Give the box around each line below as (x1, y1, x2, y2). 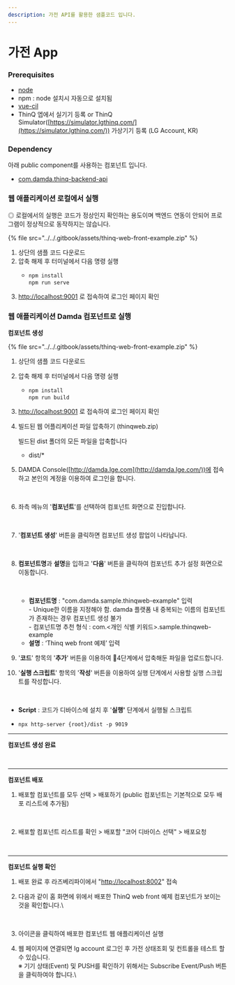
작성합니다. (31, 677, 61, 685)
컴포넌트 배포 (8, 776, 44, 784)
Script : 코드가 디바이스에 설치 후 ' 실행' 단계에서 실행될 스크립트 (17, 706, 192, 714)
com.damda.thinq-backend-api (17, 175, 108, 183)
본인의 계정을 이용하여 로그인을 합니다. (31, 474, 136, 482)
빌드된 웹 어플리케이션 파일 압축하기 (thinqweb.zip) (17, 422, 159, 430)
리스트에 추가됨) (25, 799, 69, 807)
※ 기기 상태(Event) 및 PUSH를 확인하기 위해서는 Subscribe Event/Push (17, 962, 215, 970)
